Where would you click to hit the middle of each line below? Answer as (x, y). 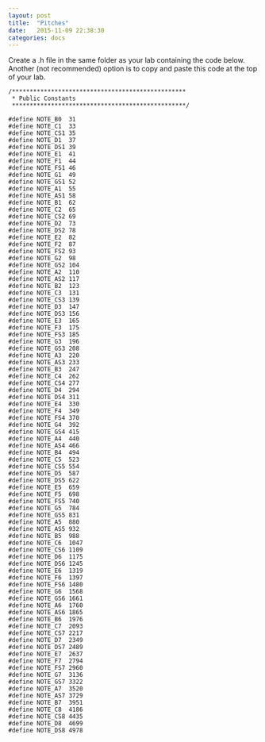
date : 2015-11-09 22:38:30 (56, 30)
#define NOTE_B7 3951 (46, 703)
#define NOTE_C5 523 (44, 460)
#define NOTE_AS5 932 (44, 529)
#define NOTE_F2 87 (42, 244)
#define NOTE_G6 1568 (46, 592)
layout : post (30, 15)
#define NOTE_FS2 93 (42, 252)
